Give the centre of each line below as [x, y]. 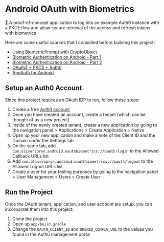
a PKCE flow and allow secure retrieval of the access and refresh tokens [78, 27]
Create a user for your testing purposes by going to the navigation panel [85, 172]
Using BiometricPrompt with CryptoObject [55, 52]
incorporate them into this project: [39, 209]
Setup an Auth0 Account [44, 88]
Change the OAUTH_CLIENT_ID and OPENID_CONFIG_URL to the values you [82, 229]
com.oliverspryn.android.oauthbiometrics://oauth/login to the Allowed [85, 151]
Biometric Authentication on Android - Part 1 [57, 57]
